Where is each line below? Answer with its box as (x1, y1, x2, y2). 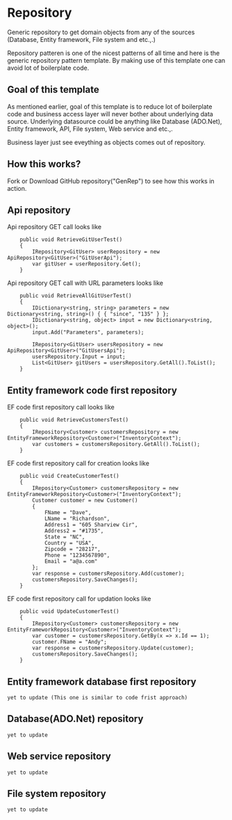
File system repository (7, 788, 106, 800)
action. (7, 184, 27, 192)
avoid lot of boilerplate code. (7, 63, 90, 72)
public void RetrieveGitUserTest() (19, 236, 123, 243)
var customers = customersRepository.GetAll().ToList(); (32, 441, 200, 448)
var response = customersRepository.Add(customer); (32, 570, 185, 578)
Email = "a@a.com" (44, 558, 98, 565)
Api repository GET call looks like (7, 223, 102, 231)
